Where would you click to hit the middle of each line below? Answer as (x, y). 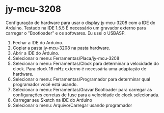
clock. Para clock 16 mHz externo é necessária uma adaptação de (80, 69)
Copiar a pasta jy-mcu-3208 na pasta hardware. (61, 48)
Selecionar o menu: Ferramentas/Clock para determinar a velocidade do (86, 63)
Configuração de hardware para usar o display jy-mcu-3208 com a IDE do (81, 23)
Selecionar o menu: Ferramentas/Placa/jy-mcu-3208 (66, 58)
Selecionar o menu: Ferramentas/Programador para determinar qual (81, 79)
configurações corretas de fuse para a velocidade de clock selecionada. (86, 95)
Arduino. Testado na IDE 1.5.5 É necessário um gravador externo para (76, 28)
